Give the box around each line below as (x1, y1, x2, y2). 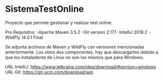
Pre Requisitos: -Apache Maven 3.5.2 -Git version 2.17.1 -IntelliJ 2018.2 (5, 29, 148, 35)
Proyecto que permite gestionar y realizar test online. (5, 20, 113, 26)
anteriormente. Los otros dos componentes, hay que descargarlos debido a (5, 49, 159, 55)
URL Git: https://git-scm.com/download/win (5, 69, 94, 75)
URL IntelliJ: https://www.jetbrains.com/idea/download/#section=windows (5, 64, 156, 70)
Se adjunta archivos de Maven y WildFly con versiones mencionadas (5, 44, 145, 50)
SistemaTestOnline (5, 3, 84, 15)
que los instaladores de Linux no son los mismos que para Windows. (5, 54, 144, 60)
